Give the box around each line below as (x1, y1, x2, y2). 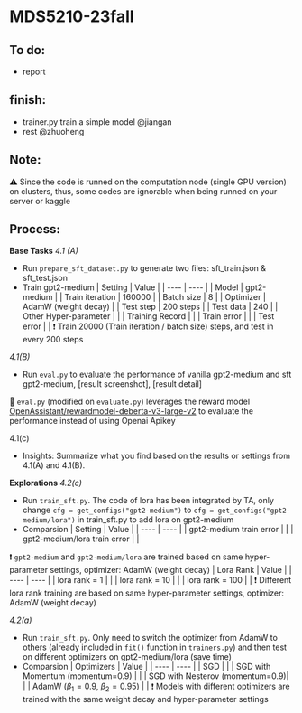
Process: (9, 221, 60, 237)
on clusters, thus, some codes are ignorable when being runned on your (9, 185, 278, 196)
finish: (9, 92, 47, 108)
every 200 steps (22, 334, 84, 345)
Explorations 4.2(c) (9, 477, 83, 489)
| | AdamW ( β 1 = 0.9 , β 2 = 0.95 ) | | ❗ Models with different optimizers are (22, 680, 290, 694)
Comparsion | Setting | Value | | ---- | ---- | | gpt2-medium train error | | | (22, 524, 294, 535)
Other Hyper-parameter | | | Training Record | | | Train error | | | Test (22, 311, 275, 322)
